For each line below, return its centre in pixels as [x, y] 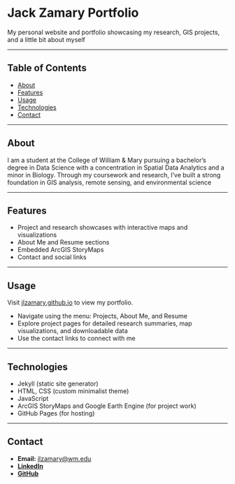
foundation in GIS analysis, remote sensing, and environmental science [109, 182]
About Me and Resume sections [63, 242]
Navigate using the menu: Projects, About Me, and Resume [102, 316]
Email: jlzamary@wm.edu [54, 458]
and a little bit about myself [47, 39]
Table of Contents [47, 68]
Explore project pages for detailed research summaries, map [105, 323]
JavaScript [33, 398]
